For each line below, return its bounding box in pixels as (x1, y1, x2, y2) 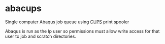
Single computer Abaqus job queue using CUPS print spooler (5, 19, 130, 25)
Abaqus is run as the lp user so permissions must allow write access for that (5, 28, 160, 34)
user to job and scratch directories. (5, 33, 76, 39)
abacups (5, 3, 42, 14)
